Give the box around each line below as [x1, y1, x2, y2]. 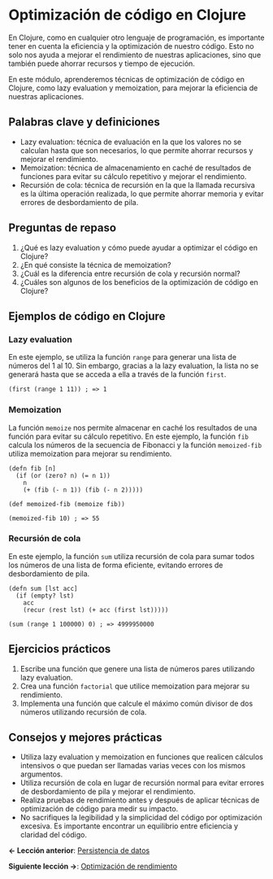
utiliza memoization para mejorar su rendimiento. [8, 448, 172, 458]
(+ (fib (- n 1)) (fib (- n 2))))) [23, 486, 144, 494]
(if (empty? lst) [15, 592, 75, 600]
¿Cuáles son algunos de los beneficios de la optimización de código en [19, 277, 258, 286]
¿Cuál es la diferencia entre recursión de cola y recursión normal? [19, 269, 241, 278]
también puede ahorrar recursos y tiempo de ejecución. [8, 59, 195, 68]
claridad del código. [19, 830, 88, 840]
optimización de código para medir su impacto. [19, 804, 179, 814]
